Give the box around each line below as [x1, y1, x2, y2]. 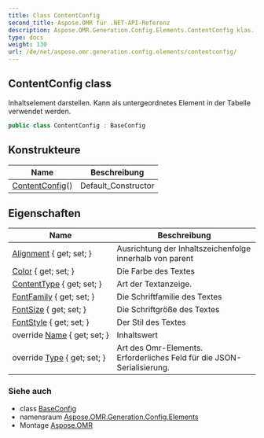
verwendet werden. [8, 106, 71, 116]
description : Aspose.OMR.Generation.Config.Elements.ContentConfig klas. [8, 26, 255, 34]
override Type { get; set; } [12, 352, 106, 363]
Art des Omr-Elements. [116, 343, 203, 354]
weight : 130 [8, 41, 47, 49]
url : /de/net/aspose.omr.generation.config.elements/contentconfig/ [8, 48, 237, 56]
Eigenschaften [8, 206, 81, 220]
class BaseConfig [19, 403, 77, 413]
